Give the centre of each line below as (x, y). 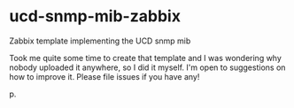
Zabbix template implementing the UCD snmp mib (100, 41)
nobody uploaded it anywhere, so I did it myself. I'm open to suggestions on (147, 67)
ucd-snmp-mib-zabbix (95, 16)
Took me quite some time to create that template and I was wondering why (145, 58)
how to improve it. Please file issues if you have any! (104, 76)
